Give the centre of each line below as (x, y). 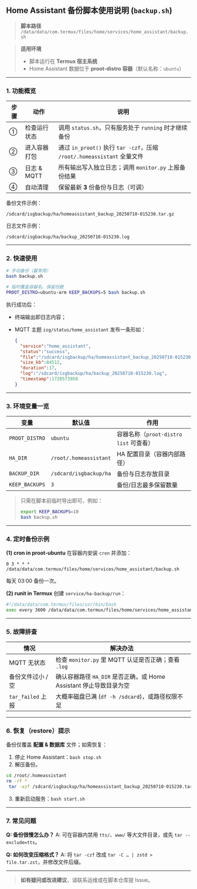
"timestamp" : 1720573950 (49, 379)
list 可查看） (135, 443)
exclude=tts (21, 843)
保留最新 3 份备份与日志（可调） (103, 187)
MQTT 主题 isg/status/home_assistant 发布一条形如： (80, 329)
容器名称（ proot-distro (150, 434)
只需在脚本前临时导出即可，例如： (62, 501)
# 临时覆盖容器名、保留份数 (35, 287)
